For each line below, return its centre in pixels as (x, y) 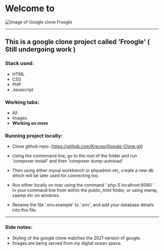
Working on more (30, 123)
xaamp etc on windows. (36, 195)
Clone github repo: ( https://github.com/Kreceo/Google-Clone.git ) (78, 146)
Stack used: (20, 63)
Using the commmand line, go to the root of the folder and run (75, 156)
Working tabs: (22, 102)
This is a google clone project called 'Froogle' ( (78, 42)
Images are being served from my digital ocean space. (67, 243)
